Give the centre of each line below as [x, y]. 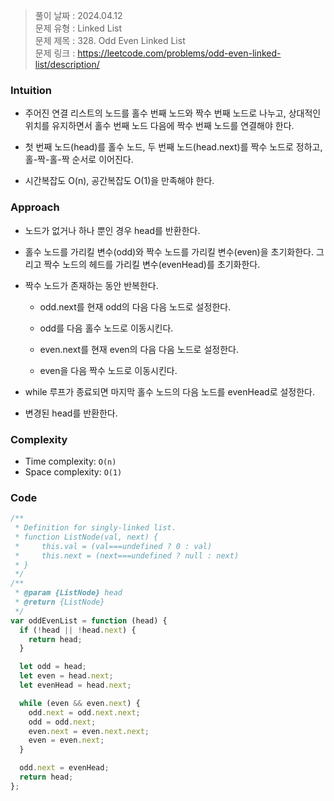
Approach [35, 207]
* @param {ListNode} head [68, 593]
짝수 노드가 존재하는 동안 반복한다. [91, 285]
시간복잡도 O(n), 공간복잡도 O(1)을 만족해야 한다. [119, 181]
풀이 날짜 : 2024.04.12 [78, 15]
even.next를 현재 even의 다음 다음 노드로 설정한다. [139, 349]
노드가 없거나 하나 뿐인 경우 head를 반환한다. [112, 230]
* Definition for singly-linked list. [95, 528]
